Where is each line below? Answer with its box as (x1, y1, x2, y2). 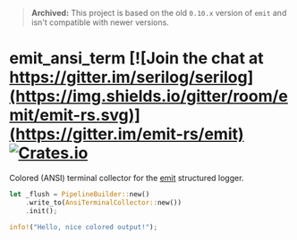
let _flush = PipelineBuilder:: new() (9, 189, 150, 199)
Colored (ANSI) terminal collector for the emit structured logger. (9, 172, 244, 183)
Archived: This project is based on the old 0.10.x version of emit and (30, 8, 287, 18)
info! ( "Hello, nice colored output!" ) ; (9, 222, 158, 231)
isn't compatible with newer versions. (30, 17, 170, 28)
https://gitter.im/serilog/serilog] (9, 67, 254, 87)
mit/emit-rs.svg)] (9, 105, 141, 126)
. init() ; (25, 206, 58, 215)
